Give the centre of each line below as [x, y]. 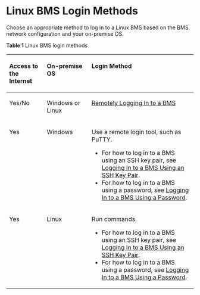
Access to [24, 66]
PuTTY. [102, 139]
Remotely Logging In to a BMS [134, 103]
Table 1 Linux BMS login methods [47, 45]
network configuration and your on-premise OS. [65, 33]
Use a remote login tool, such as [136, 132]
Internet [21, 80]
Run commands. [114, 219]
